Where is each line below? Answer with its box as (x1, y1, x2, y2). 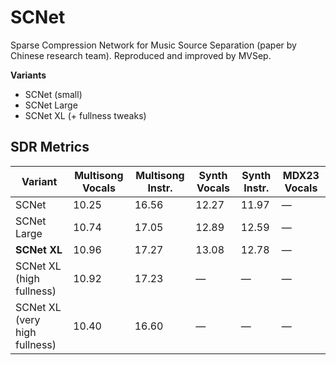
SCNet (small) (24, 88, 83, 100)
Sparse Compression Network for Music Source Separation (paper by (10, 39, 297, 51)
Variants (10, 69, 47, 81)
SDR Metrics (10, 139, 90, 156)
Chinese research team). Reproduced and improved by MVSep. (10, 49, 272, 61)
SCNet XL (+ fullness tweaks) (24, 109, 147, 121)
